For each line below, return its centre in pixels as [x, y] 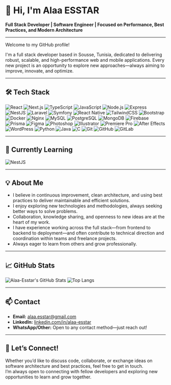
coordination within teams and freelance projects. [65, 238]
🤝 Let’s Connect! [32, 348]
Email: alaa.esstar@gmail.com [44, 317]
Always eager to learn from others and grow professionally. [75, 244]
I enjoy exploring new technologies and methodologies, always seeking [87, 206]
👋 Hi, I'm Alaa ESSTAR [52, 10]
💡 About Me [24, 183]
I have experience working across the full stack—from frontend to [82, 228]
